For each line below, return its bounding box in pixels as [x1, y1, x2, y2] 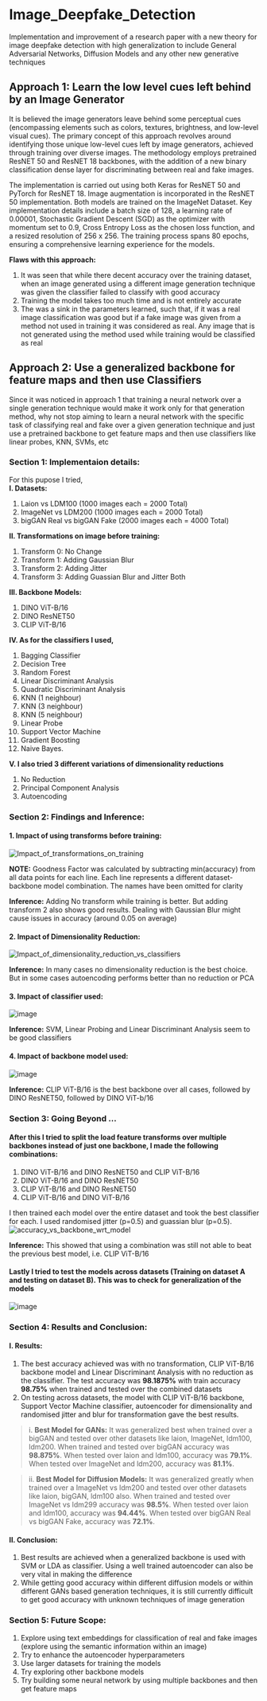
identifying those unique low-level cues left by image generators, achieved [9, 139, 253, 149]
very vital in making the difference [20, 1570, 133, 1579]
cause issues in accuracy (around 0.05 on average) [9, 913, 177, 923]
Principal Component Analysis [20, 783, 120, 792]
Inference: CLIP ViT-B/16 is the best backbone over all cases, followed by [9, 1085, 251, 1094]
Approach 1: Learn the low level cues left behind [9, 80, 251, 94]
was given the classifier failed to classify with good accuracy [20, 287, 221, 296]
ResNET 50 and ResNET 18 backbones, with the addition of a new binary [9, 156, 247, 166]
